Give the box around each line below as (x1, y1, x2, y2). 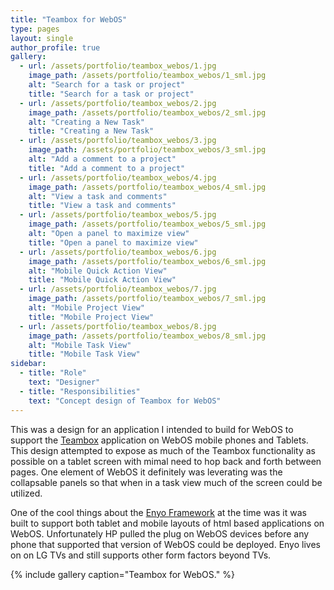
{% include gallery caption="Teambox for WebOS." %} (10, 568, 235, 580)
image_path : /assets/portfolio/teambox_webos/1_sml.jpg (28, 71, 267, 81)
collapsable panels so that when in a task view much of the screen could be (10, 476, 323, 488)
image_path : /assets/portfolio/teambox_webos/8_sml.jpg (28, 331, 267, 341)
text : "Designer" (28, 377, 101, 387)
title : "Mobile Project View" (28, 312, 155, 322)
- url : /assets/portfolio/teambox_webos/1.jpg (19, 61, 217, 71)
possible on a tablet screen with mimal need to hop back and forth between (10, 455, 322, 467)
